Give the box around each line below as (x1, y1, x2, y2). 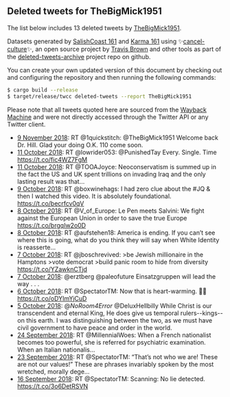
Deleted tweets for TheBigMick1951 (7, 6, 163, 17)
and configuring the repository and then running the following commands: (7, 73, 216, 81)
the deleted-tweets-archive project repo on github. (7, 52, 151, 61)
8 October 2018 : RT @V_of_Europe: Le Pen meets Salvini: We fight (16, 206, 205, 215)
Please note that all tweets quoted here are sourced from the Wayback (7, 105, 207, 114)
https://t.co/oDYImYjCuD (16, 294, 87, 302)
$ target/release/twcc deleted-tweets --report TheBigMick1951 (7, 93, 192, 100)
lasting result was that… (16, 177, 85, 185)
